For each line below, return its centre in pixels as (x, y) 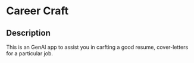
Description (28, 33)
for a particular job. (30, 53)
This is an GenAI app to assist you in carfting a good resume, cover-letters (97, 47)
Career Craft (37, 11)
